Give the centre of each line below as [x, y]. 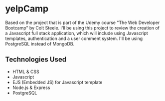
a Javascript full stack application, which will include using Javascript [77, 33]
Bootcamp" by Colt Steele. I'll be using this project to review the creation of [82, 27]
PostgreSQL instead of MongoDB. [40, 43]
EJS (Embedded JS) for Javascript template [57, 82]
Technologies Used [36, 60]
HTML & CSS [26, 71]
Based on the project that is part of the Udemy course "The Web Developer [82, 22]
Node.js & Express [31, 87]
